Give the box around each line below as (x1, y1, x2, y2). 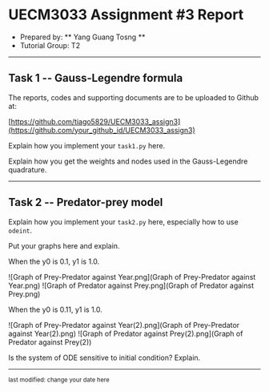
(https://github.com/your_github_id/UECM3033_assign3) (8, 125, 196, 135)
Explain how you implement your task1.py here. (8, 140, 166, 150)
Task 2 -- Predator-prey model (8, 196, 163, 209)
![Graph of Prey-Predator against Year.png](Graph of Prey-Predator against (8, 272, 256, 281)
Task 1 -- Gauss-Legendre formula (8, 71, 183, 85)
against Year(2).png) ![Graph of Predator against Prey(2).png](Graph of (8, 329, 243, 338)
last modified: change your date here (8, 375, 110, 384)
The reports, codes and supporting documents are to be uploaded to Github (8, 92, 259, 102)
